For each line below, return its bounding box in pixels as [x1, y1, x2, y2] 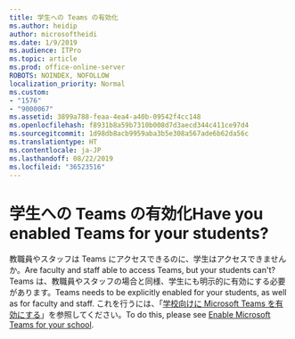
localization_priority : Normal [9, 79, 126, 88]
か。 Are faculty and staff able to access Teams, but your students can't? [9, 265, 276, 276]
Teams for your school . [9, 319, 94, 330]
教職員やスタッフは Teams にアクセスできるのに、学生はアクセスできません [9, 253, 287, 264]
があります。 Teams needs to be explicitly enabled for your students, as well [9, 287, 287, 298]
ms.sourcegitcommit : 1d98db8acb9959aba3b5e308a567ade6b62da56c [9, 129, 250, 138]
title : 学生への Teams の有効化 [9, 12, 119, 22]
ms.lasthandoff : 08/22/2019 [9, 153, 114, 163]
